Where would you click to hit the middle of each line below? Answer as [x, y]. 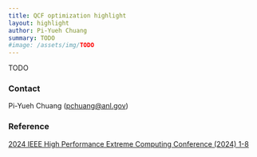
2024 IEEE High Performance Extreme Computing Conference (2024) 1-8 [128, 143]
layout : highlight [39, 23]
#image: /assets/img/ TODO [51, 45]
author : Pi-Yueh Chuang [48, 30]
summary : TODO [32, 38]
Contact [24, 88]
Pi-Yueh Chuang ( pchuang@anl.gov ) [69, 106]
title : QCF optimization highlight [67, 16]
